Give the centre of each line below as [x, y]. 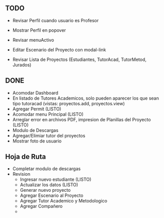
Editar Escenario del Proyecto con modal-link [59, 49]
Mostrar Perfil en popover [39, 30]
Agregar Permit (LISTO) [37, 109]
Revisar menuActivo [33, 40]
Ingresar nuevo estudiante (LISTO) [56, 179]
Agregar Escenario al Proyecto [52, 195]
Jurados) [22, 64]
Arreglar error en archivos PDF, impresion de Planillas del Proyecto [81, 119]
